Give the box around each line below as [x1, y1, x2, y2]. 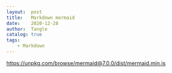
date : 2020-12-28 [6, 20, 59, 26]
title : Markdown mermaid [6, 15, 75, 21]
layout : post [6, 9, 43, 15]
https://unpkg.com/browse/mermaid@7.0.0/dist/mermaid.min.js [6, 59, 166, 67]
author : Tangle [6, 26, 48, 32]
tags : [6, 37, 20, 43]
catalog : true [6, 32, 43, 38]
